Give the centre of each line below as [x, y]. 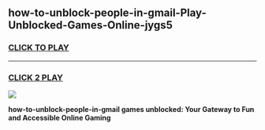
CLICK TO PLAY [39, 48]
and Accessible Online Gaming [60, 117]
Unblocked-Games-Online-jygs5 [91, 26]
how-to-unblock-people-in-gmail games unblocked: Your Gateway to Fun [131, 109]
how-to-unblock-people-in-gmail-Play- [107, 13]
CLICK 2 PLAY [35, 77]
